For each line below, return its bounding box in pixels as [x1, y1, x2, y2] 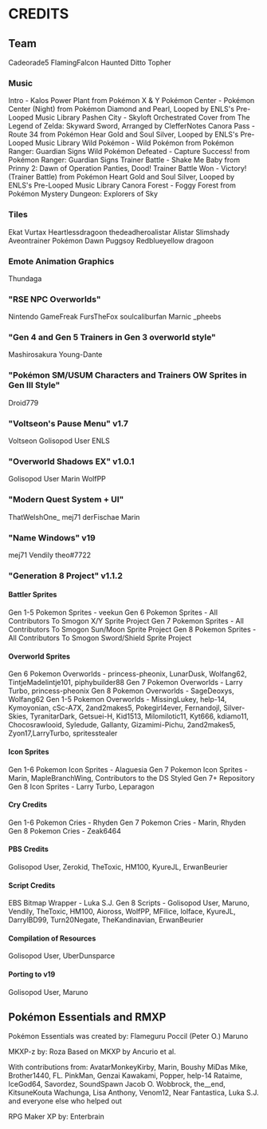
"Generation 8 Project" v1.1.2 [8, 570, 124, 581]
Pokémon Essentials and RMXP [8, 1010, 167, 1024]
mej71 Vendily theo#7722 [8, 550, 92, 560]
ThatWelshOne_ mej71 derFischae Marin [8, 512, 140, 521]
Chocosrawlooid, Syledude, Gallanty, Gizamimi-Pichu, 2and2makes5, [8, 720, 236, 730]
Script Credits [8, 880, 56, 890]
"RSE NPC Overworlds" [8, 293, 101, 304]
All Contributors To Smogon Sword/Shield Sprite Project [8, 633, 192, 643]
